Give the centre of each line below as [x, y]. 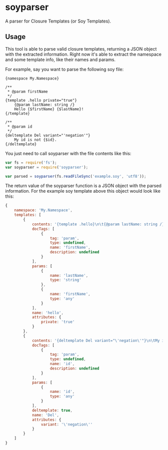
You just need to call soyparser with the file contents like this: [68, 153]
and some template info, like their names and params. [60, 60]
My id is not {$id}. [35, 140]
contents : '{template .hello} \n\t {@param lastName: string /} [98, 224]
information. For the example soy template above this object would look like [83, 191]
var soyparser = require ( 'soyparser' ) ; [47, 167]
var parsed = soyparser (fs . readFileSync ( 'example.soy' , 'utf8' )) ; [76, 176]
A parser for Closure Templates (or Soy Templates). [58, 21]
